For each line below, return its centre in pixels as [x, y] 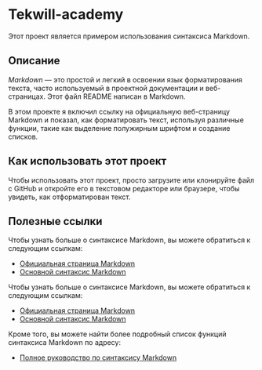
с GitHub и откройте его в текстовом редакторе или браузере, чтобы [124, 188]
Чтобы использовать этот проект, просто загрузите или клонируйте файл [131, 180]
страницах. [27, 96]
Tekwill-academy [66, 15]
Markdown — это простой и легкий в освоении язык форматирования [126, 79]
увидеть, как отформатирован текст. [69, 197]
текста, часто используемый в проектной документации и [106, 88]
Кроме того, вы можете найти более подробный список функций [117, 334]
